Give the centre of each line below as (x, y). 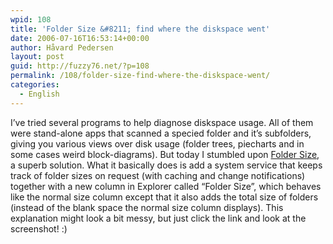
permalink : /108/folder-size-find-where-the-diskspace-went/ (140, 76)
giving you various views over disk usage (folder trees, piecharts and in (157, 143)
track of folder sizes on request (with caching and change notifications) (158, 175)
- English (39, 94)
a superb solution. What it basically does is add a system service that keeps (166, 165)
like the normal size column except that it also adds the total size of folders (164, 197)
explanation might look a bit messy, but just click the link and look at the (158, 218)
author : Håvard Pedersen (62, 47)
